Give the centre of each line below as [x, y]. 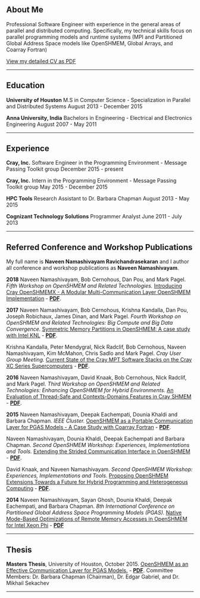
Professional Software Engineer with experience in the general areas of [93, 24]
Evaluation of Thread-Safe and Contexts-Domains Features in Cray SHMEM [99, 397]
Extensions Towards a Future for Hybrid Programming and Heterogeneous [97, 482]
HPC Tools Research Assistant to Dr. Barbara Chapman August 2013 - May [98, 199]
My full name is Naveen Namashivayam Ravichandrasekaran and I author [98, 261]
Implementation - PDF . [34, 298]
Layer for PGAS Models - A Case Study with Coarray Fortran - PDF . [89, 427]
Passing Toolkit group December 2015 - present [65, 169]
